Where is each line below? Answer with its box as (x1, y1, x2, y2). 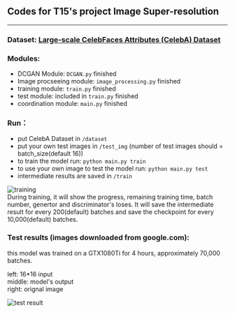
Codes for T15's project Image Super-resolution (7, 6, 219, 18)
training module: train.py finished (17, 84, 117, 93)
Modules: (7, 53, 41, 63)
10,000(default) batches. (7, 215, 78, 224)
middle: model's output (7, 277, 74, 286)
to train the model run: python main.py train (17, 157, 146, 166)
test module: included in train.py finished (17, 92, 138, 100)
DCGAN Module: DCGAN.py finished (17, 69, 117, 78)
